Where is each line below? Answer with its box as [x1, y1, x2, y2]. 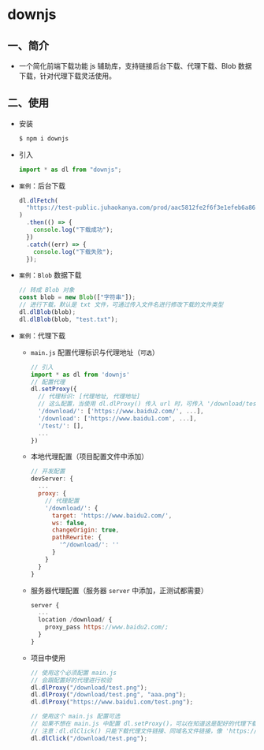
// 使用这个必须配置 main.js [30, 669, 117, 677]
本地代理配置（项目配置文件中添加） [30, 452, 149, 461]
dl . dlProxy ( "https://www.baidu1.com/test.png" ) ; [30, 698, 194, 707]
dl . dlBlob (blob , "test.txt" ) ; [18, 315, 119, 323]
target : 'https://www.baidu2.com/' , [51, 511, 173, 520]
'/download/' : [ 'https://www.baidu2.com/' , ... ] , [37, 408, 204, 416]
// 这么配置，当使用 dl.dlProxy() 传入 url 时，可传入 [37, 400, 204, 408]
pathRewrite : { [51, 534, 102, 542]
